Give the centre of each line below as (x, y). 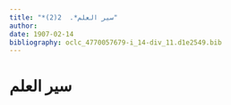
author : (24, 26)
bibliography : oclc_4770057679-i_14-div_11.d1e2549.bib (115, 42)
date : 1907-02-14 (42, 34)
